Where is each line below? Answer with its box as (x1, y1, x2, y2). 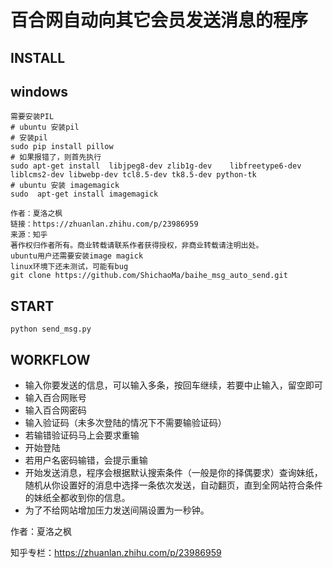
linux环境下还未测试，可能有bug (10, 262, 129, 272)
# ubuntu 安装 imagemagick (10, 181, 120, 191)
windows (10, 83, 69, 100)
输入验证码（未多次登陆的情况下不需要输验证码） (24, 417, 227, 429)
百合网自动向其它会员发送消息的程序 (10, 9, 309, 32)
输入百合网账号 (24, 392, 87, 404)
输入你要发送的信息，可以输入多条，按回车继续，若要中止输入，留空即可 (24, 379, 323, 391)
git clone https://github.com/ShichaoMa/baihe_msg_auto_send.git (10, 271, 288, 281)
